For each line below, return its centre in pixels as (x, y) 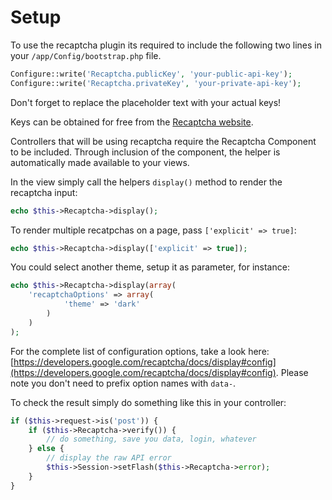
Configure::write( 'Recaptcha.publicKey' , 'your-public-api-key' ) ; (151, 74)
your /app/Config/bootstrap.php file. (86, 55)
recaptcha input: (44, 192)
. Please (292, 372)
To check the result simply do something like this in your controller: (148, 402)
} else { (46, 449)
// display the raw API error (109, 458)
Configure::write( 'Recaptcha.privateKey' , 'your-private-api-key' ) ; (156, 83)
